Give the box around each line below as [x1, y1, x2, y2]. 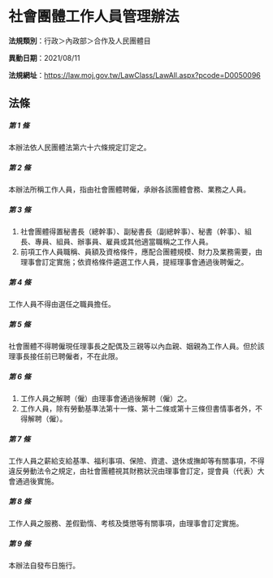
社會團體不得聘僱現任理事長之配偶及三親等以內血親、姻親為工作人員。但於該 [8, 342, 265, 352]
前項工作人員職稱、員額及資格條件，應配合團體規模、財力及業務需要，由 [19, 247, 262, 257]
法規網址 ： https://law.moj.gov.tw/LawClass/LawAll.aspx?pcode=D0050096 [8, 70, 262, 80]
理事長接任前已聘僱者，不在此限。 [8, 352, 123, 361]
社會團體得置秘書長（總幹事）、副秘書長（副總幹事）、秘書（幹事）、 [19, 226, 245, 236]
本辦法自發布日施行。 [8, 561, 80, 571]
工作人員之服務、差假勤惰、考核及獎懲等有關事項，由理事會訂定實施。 [8, 519, 244, 528]
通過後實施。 [15, 477, 58, 486]
